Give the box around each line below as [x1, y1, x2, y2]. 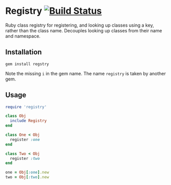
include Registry [10, 118, 47, 124]
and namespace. [5, 33, 41, 39]
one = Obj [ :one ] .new [5, 170, 50, 175]
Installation [5, 48, 42, 56]
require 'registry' [5, 104, 47, 110]
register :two [10, 156, 40, 161]
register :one [10, 137, 40, 142]
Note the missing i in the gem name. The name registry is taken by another [5, 70, 166, 76]
